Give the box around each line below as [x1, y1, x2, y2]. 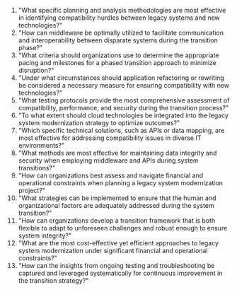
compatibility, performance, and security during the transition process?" [18, 104, 229, 112]
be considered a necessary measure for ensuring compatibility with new [18, 81, 229, 89]
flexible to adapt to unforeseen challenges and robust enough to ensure [18, 224, 228, 232]
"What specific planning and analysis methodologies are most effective [18, 6, 226, 14]
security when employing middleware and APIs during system [18, 156, 199, 165]
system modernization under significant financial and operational [18, 247, 208, 255]
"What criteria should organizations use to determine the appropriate [18, 51, 219, 59]
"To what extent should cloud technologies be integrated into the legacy [18, 111, 229, 119]
